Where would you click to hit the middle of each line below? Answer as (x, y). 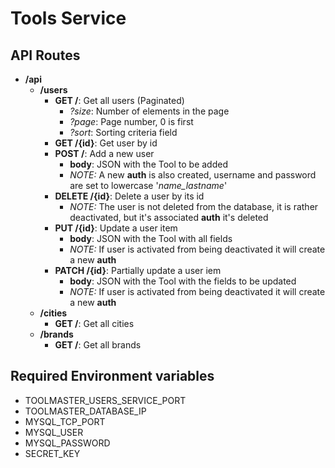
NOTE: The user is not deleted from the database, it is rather (194, 206)
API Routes (45, 55)
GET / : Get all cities (94, 323)
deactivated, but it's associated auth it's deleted (169, 217)
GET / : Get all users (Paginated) (119, 100)
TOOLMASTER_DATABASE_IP (85, 411)
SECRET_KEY (52, 453)
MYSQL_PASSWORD (67, 443)
